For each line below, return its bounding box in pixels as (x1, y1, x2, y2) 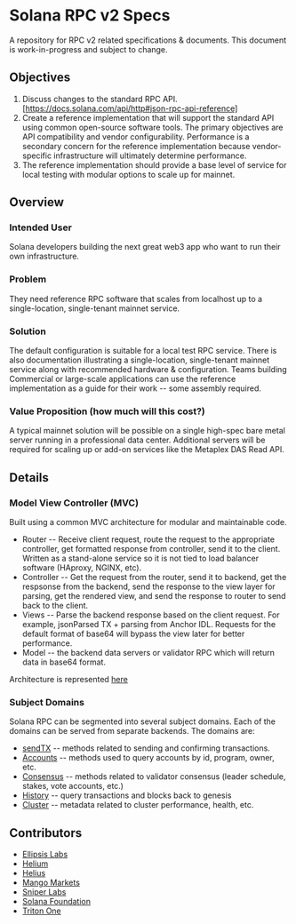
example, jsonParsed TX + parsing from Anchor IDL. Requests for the (21, 619, 276, 630)
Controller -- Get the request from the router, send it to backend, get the (21, 572, 287, 583)
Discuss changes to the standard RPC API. (21, 93, 178, 104)
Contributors (9, 825, 83, 840)
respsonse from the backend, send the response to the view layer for (21, 581, 276, 592)
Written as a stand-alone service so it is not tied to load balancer (21, 553, 260, 564)
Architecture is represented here (9, 674, 129, 685)
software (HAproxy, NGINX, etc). (21, 562, 142, 573)
